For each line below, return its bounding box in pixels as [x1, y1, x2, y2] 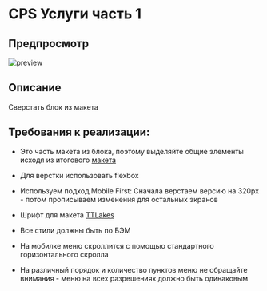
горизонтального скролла [19, 249, 110, 259]
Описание [8, 81, 62, 94]
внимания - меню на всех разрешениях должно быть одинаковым [19, 273, 249, 283]
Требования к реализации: [8, 126, 150, 139]
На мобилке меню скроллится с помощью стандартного [19, 241, 214, 250]
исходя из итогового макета [19, 155, 117, 165]
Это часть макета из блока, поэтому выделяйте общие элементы [19, 146, 244, 156]
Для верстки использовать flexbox [19, 170, 139, 180]
